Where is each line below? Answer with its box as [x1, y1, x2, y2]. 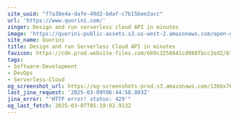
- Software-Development [7, 63, 78, 70]
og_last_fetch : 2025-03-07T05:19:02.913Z [7, 102, 132, 109]
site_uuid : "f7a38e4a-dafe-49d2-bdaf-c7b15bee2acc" [7, 10, 163, 18]
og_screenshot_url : [7, 83, 65, 90]
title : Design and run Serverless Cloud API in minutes [7, 43, 176, 50]
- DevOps [7, 69, 33, 76]
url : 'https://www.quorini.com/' [7, 17, 106, 24]
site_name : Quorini [7, 37, 65, 44]
